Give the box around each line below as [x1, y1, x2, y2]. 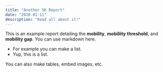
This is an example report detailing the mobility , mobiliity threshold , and [5, 31, 158, 37]
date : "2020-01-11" [5, 12, 47, 17]
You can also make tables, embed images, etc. [5, 61, 103, 67]
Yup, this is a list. [12, 51, 48, 57]
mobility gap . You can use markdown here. [5, 36, 96, 42]
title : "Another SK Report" [5, 7, 65, 13]
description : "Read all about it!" [5, 17, 81, 22]
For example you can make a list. [12, 46, 82, 52]
